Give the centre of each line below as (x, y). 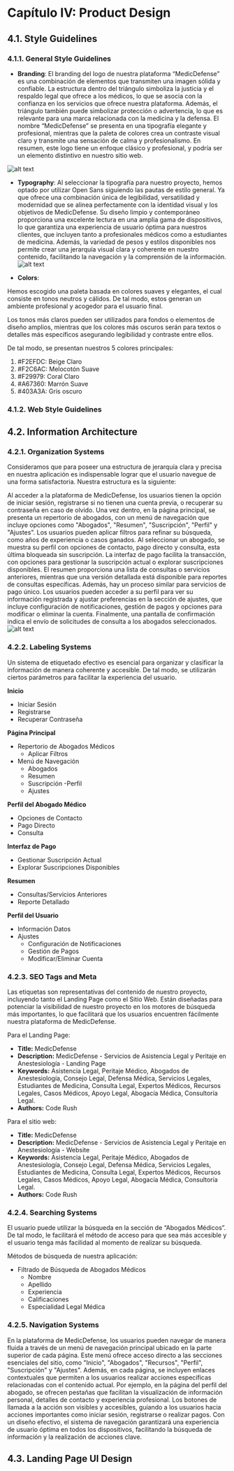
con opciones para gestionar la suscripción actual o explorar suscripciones (115, 562)
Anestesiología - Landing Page (61, 1064)
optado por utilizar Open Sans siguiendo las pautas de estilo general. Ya (121, 189)
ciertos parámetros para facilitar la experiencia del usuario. (92, 677)
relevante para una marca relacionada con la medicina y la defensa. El (118, 118)
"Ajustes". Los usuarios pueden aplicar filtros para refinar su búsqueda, (110, 532)
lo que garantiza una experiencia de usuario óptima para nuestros (112, 227)
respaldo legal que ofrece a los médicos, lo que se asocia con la (110, 96)
